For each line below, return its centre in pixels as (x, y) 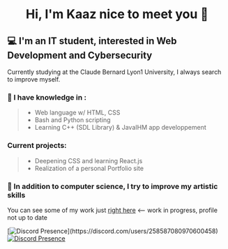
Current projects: (37, 146)
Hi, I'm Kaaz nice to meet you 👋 (117, 14)
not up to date (27, 217)
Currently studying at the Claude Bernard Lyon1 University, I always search (114, 72)
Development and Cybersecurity (80, 55)
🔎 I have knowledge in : (47, 97)
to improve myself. (34, 79)
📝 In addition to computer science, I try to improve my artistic (113, 186)
